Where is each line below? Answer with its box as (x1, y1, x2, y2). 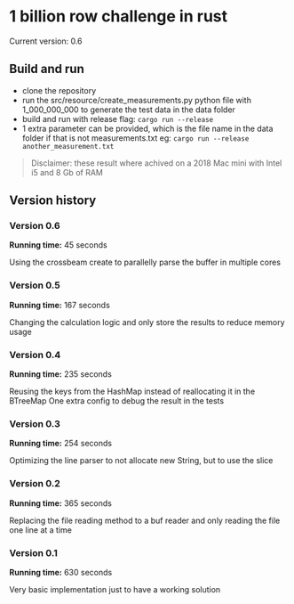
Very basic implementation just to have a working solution (9, 584, 221, 594)
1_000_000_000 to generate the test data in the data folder (21, 104, 235, 115)
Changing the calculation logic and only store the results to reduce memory (9, 316, 286, 327)
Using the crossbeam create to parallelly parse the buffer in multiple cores (9, 257, 282, 268)
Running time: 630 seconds (9, 567, 113, 577)
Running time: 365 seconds (9, 497, 113, 509)
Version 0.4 (9, 348, 61, 361)
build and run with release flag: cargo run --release (21, 113, 214, 124)
